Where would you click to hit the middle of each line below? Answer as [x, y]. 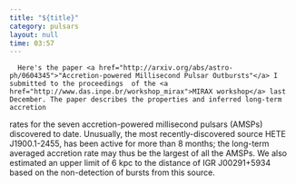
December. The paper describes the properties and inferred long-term [146, 100]
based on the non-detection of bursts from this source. [112, 172]
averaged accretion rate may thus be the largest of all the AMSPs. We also [148, 153]
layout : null [34, 34]
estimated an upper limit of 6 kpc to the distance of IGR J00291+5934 [140, 163]
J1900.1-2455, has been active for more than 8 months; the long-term [139, 144]
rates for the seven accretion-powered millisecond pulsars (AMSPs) [136, 124]
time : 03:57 [32, 43]
